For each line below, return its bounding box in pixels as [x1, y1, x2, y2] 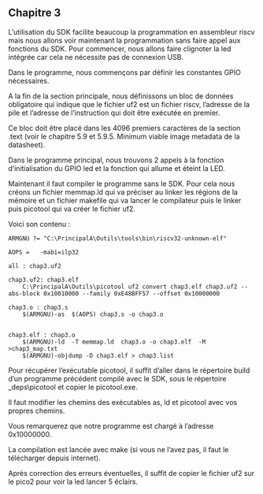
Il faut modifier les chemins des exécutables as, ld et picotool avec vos [8, 397, 238, 407]
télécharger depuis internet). [8, 453, 101, 462]
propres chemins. [8, 406, 65, 415]
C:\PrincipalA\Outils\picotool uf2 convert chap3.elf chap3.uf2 [22, 283, 238, 291]
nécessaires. [8, 76, 50, 85]
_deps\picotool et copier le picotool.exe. [8, 382, 138, 392]
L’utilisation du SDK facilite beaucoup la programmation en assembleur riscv [8, 27, 255, 36]
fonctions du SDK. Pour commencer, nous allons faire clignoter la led [8, 43, 232, 54]
